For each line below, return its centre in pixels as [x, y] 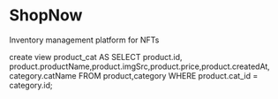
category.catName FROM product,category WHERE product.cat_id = [134, 75]
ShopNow [46, 15]
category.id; [31, 85]
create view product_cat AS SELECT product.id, [96, 57]
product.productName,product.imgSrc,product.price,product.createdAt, [140, 66]
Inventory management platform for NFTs [84, 40]
